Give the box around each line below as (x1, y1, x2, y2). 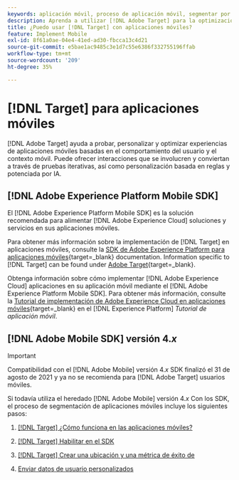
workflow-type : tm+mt (7, 51, 72, 58)
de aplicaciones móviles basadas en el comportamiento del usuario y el (7, 147, 217, 155)
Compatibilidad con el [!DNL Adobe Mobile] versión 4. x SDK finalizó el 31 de (7, 365, 230, 374)
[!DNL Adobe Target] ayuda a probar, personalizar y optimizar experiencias (7, 139, 228, 147)
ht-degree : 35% (7, 63, 53, 71)
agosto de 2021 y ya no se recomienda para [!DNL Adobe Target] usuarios (7, 373, 225, 382)
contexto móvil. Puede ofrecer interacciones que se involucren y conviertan (7, 154, 230, 162)
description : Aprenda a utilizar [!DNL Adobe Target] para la (7, 17, 196, 24)
